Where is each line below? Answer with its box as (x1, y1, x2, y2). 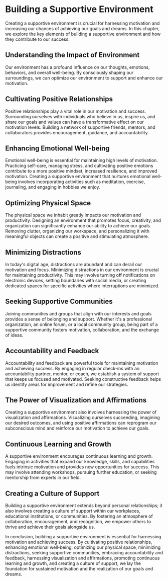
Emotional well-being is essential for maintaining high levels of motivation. (5, 157, 158, 163)
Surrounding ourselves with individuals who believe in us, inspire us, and (5, 113, 155, 119)
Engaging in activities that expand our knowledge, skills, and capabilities (5, 459, 155, 465)
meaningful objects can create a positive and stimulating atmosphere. (5, 233, 149, 239)
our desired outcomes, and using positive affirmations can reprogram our (5, 420, 157, 426)
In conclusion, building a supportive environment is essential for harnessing (5, 534, 161, 540)
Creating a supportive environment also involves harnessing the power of (5, 409, 157, 416)
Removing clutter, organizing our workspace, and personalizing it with (5, 228, 149, 234)
